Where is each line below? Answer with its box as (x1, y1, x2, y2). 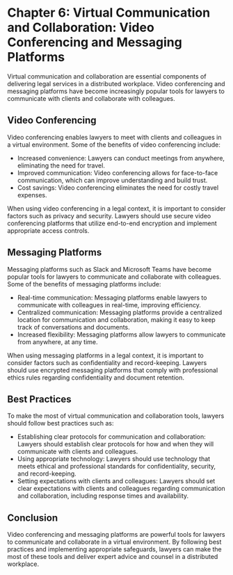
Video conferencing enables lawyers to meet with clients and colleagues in (7, 133, 222, 141)
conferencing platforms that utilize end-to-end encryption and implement (7, 219, 217, 227)
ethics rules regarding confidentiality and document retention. (7, 373, 184, 382)
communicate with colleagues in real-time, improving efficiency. (17, 300, 202, 309)
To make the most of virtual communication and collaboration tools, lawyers (7, 412, 225, 420)
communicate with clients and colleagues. (17, 447, 138, 456)
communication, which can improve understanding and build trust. (17, 176, 208, 184)
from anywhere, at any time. (17, 337, 99, 346)
